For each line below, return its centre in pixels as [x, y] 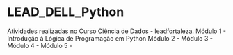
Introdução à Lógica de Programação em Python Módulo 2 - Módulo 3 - [110, 38]
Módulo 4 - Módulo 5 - [40, 45]
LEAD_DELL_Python [66, 12]
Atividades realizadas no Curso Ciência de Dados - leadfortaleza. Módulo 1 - [116, 31]
